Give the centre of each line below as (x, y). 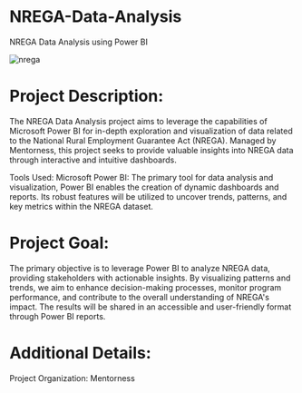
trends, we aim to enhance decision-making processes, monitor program (146, 287)
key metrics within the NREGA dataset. (82, 206)
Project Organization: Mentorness (73, 378)
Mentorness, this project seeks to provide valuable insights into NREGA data (151, 150)
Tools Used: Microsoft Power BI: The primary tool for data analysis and (141, 177)
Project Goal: (59, 243)
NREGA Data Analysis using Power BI (78, 42)
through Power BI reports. (58, 316)
